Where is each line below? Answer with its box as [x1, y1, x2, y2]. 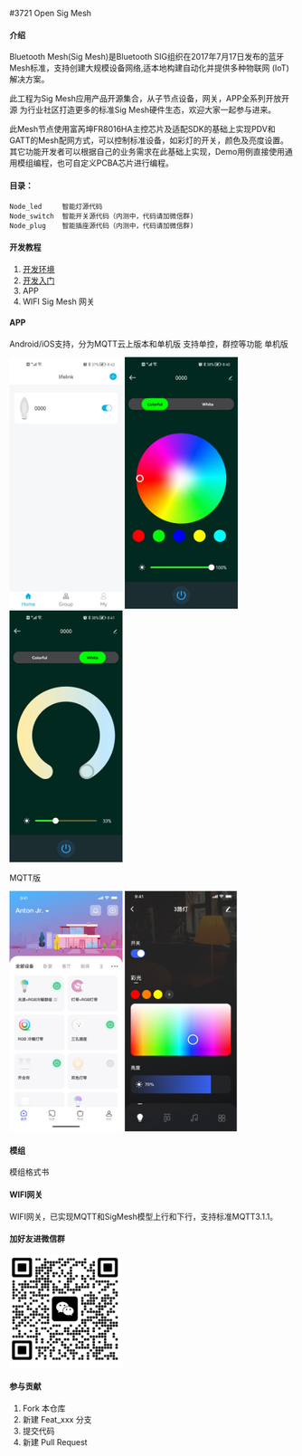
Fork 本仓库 [22, 1403, 66, 1414]
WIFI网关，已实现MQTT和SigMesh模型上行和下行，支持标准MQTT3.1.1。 [9, 1211, 278, 1222]
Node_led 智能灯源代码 [9, 203, 103, 212]
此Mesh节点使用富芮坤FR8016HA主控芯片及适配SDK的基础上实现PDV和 [9, 124, 276, 135]
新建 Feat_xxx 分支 [22, 1414, 92, 1425]
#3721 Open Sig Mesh [9, 8, 92, 18]
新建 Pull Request [22, 1437, 88, 1448]
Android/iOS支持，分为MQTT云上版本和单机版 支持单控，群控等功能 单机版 [9, 338, 288, 349]
